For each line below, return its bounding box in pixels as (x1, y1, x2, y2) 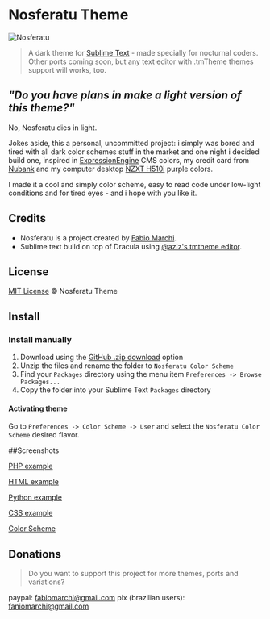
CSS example (8, 508, 53, 518)
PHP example (8, 462, 53, 471)
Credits (8, 211, 47, 225)
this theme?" (8, 101, 75, 115)
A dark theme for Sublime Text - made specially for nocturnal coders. (27, 48, 259, 57)
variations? (27, 577, 65, 587)
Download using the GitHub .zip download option (19, 353, 184, 362)
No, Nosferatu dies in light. (8, 123, 98, 132)
